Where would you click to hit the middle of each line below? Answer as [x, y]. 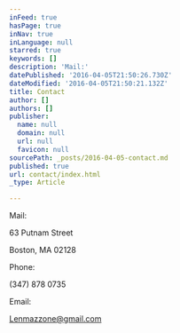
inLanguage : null [41, 42]
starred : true [35, 51]
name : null [37, 125]
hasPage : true [35, 26]
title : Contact [37, 91]
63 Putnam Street [41, 233]
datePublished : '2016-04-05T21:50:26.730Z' [91, 75]
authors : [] [31, 108]
